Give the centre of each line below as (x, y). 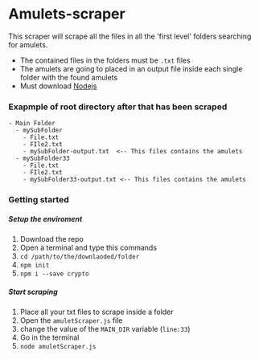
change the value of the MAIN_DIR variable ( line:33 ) (105, 329)
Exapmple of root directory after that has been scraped (118, 107)
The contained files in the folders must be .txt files (105, 60)
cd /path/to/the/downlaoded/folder (80, 257)
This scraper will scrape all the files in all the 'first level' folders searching (130, 36)
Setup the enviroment (45, 218)
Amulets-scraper (67, 14)
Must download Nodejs (58, 86)
